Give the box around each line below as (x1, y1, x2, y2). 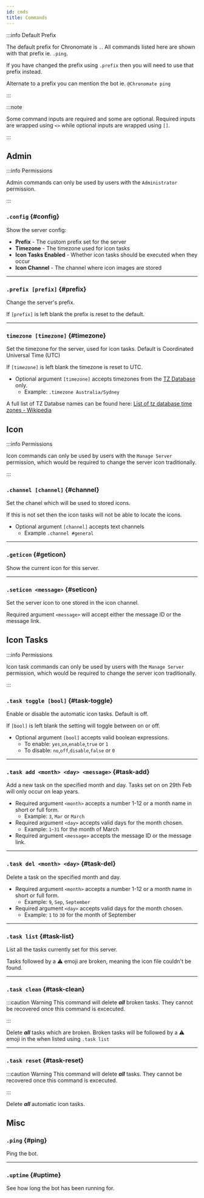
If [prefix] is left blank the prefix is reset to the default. (6, 310, 144, 317)
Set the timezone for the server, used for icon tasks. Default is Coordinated (6, 345, 194, 353)
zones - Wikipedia (6, 406, 52, 414)
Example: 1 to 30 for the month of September (24, 911, 137, 918)
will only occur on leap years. (6, 788, 80, 795)
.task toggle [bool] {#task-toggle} (6, 696, 114, 705)
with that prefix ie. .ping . (6, 49, 69, 57)
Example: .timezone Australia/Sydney (24, 388, 120, 396)
